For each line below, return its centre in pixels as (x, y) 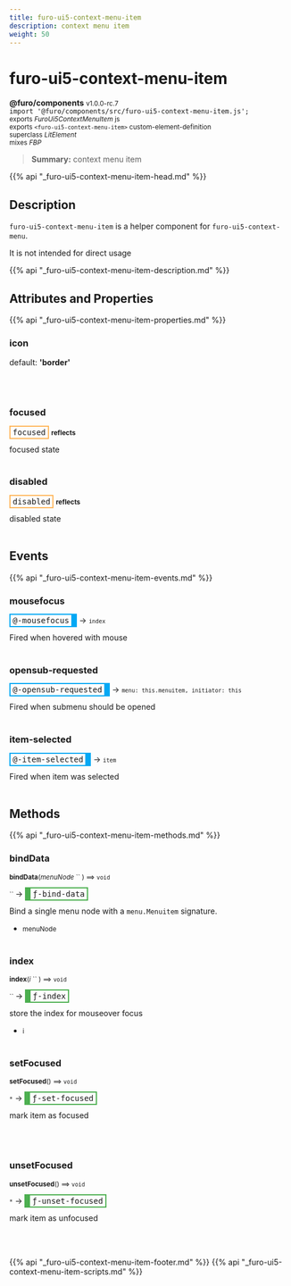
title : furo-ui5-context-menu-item (75, 17)
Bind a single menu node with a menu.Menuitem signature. (113, 911)
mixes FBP (25, 143)
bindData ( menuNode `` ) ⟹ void (60, 877)
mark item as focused (49, 1115)
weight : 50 (29, 34)
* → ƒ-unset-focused (56, 1200)
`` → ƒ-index (38, 996)
